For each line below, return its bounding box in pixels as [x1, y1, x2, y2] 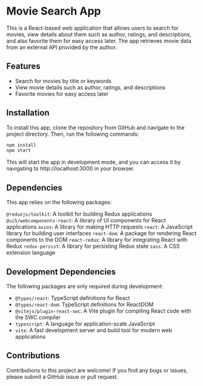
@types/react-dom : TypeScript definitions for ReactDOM [15, 301, 154, 308]
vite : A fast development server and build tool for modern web [15, 326, 173, 334]
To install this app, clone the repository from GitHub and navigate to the [6, 124, 185, 131]
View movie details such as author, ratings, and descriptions [15, 84, 165, 91]
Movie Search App [6, 4, 101, 18]
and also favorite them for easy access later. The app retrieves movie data [6, 37, 192, 44]
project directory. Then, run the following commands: [6, 130, 139, 138]
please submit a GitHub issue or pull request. [6, 373, 119, 380]
